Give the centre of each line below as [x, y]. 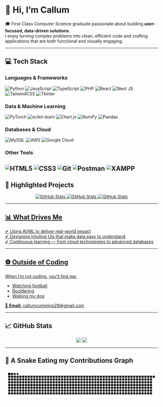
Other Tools [19, 153]
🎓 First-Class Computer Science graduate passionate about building [74, 23]
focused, [14, 31]
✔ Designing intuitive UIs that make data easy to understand [65, 237]
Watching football [30, 286]
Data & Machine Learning [35, 106]
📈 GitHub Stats [29, 326]
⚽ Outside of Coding [37, 262]
